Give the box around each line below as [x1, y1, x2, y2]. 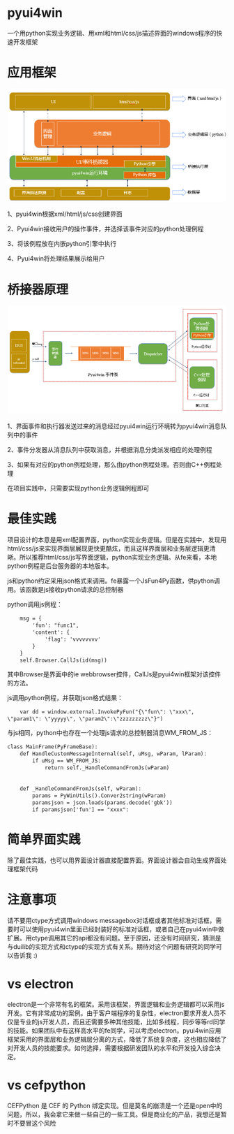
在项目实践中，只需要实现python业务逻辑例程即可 [7, 484, 150, 493]
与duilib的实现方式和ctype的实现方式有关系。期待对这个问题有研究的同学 [7, 942, 217, 951]
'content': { [32, 629, 70, 636]
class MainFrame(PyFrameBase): [7, 743, 98, 750]
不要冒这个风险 [13, 1119, 56, 1127]
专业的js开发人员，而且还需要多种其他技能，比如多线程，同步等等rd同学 [19, 1017, 226, 1026]
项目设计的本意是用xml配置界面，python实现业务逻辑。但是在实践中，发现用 [7, 535, 227, 544]
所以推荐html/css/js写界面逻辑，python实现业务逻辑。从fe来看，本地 [19, 553, 217, 561]
